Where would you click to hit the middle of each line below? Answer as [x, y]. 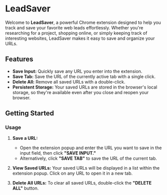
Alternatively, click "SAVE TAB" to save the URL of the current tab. [88, 158]
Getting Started [30, 113]
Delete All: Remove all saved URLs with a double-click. [69, 82]
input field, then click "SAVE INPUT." [58, 153]
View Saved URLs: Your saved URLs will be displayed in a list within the [86, 168]
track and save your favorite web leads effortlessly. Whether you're [74, 27]
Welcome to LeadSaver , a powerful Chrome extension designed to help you [83, 22]
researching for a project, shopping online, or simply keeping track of [76, 33]
